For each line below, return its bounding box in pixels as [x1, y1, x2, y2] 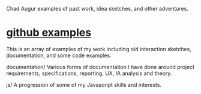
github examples [6, 26, 92, 39]
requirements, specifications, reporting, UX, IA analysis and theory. [6, 70, 172, 77]
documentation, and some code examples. [6, 52, 112, 59]
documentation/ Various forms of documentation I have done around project [6, 63, 195, 70]
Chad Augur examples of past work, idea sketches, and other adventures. [6, 5, 189, 12]
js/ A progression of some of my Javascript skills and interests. [6, 81, 162, 88]
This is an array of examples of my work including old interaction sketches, [6, 45, 192, 52]
